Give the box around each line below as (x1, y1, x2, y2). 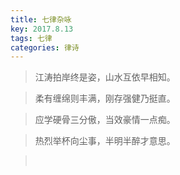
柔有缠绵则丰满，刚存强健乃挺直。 (34, 92, 176, 105)
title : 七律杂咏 (10, 14, 72, 25)
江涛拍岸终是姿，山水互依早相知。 (34, 71, 176, 83)
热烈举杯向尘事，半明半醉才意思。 (34, 135, 176, 147)
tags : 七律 (10, 33, 53, 43)
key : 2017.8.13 (10, 24, 74, 34)
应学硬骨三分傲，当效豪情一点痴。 (34, 114, 176, 126)
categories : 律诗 (10, 42, 80, 53)
